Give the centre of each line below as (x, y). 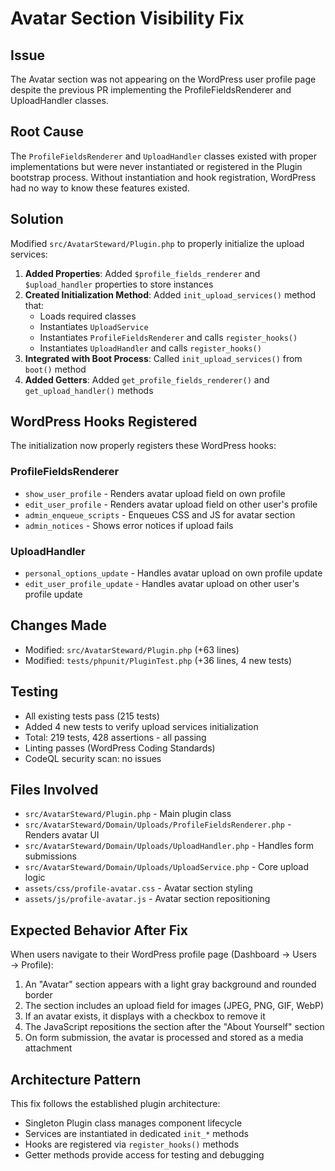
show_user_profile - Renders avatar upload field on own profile (155, 493)
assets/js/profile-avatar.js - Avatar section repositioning (147, 899)
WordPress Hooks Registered (104, 422)
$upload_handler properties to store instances (119, 284)
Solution (37, 219)
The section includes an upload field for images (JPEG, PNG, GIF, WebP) (174, 1006)
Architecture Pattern (76, 1079)
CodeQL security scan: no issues (93, 758)
